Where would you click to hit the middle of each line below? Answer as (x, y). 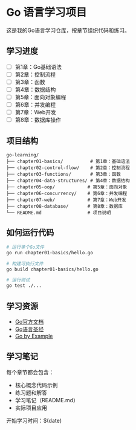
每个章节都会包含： (30, 372)
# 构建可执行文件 (25, 263)
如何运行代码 (30, 233)
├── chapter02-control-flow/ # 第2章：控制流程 (68, 168)
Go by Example (34, 336)
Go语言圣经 (29, 329)
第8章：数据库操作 (38, 120)
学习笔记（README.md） (47, 400)
